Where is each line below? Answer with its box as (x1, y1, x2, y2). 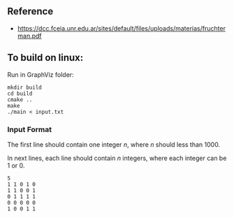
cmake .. (7, 96, 33, 103)
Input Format (7, 124, 52, 134)
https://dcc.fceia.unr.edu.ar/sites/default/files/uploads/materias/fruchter (17, 24, 226, 32)
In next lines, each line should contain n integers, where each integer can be (7, 154, 227, 162)
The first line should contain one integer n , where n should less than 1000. (7, 140, 221, 149)
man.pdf (17, 31, 42, 40)
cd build (7, 90, 33, 97)
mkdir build (7, 84, 42, 91)
